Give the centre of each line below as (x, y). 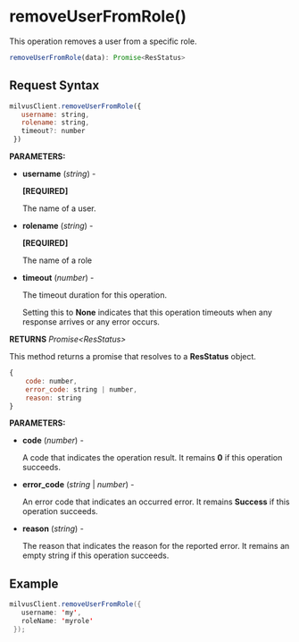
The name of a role (57, 260)
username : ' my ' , (51, 613)
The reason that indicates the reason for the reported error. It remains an (156, 546)
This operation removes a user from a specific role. (104, 41)
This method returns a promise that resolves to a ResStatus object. (133, 356)
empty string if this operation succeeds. (96, 555)
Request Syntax (54, 85)
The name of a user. (59, 208)
